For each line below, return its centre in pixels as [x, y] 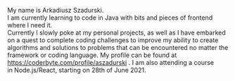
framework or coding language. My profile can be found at [92, 55]
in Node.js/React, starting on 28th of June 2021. [77, 70]
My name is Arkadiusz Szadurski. [56, 10]
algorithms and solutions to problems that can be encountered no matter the [118, 48]
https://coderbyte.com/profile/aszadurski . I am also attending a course [111, 62]
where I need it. [30, 25]
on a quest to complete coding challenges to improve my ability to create [113, 40]
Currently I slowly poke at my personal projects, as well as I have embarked [117, 32]
